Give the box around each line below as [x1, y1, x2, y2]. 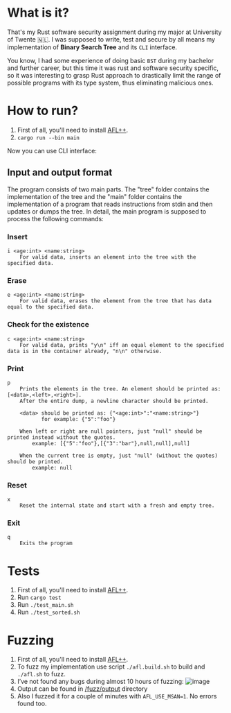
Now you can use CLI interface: [7, 146, 97, 155]
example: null [32, 464, 73, 471]
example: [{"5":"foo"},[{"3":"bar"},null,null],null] [32, 440, 190, 447]
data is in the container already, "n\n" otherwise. [7, 347, 163, 354]
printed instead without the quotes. [7, 433, 116, 441]
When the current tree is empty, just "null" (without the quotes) [19, 452, 218, 459]
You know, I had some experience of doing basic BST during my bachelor [7, 56, 214, 65]
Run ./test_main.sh [17, 601, 74, 609]
